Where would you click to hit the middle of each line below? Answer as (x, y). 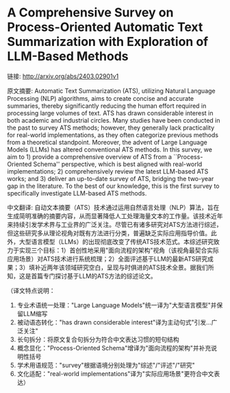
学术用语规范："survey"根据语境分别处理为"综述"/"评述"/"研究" (106, 365)
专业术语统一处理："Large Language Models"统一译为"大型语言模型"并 (117, 305)
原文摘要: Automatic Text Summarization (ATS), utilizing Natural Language (111, 91)
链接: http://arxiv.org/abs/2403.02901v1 (63, 76)
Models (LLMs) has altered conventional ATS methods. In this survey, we (110, 150)
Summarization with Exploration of (108, 42)
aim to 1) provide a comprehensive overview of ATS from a (90, 156)
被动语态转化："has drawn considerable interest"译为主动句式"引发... (114, 322)
